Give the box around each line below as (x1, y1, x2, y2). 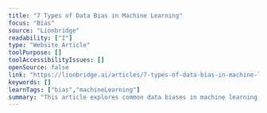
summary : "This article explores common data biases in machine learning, (8, 93, 261, 101)
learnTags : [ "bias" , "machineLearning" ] (8, 85, 141, 94)
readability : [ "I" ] (8, 33, 73, 42)
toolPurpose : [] (8, 49, 62, 56)
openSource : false (8, 64, 69, 72)
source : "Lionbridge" (8, 26, 80, 34)
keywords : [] (8, 78, 52, 86)
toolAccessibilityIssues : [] (8, 56, 105, 64)
